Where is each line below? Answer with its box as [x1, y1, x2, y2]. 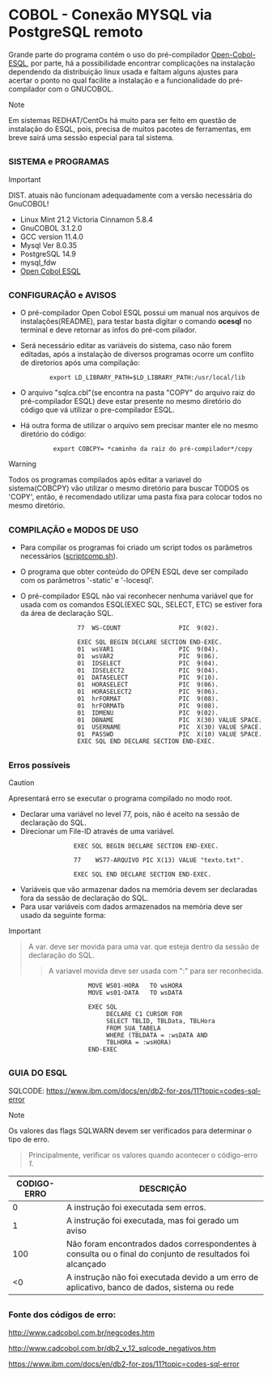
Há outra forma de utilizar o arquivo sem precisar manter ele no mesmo [19, 421, 259, 431]
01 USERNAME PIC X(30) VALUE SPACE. [77, 723, 263, 732]
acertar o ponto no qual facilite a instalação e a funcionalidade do [8, 75, 227, 85]
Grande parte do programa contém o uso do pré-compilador [8, 49, 210, 59]
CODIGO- [15, 1178, 55, 1189]
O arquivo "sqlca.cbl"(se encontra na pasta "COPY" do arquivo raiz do [19, 388, 256, 397]
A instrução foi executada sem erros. [66, 1201, 206, 1213]
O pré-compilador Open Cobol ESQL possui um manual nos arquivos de [19, 308, 261, 317]
